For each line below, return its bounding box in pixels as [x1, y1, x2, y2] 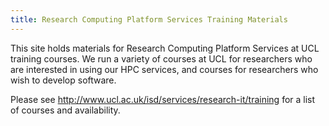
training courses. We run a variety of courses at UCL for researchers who [10, 52, 313, 65]
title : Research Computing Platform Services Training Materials [10, 14, 288, 25]
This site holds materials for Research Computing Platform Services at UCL [10, 42, 320, 54]
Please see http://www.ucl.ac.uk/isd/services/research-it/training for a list [10, 93, 316, 105]
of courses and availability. [10, 104, 121, 116]
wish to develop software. [10, 74, 117, 86]
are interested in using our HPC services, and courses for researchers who [10, 63, 319, 75]
